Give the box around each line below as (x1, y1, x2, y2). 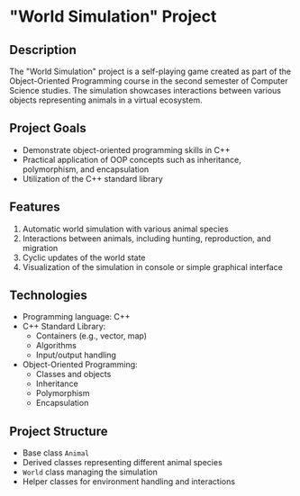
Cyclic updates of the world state (22, 252, 146, 263)
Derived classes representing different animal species (22, 457, 223, 468)
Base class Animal (22, 447, 90, 458)
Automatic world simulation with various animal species (22, 223, 229, 234)
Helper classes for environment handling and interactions (22, 476, 236, 487)
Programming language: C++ (22, 311, 131, 322)
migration (22, 242, 59, 253)
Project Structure (9, 423, 108, 438)
